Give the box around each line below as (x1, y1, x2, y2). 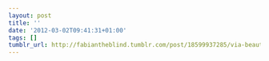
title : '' (8, 19, 42, 27)
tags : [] (8, 33, 38, 42)
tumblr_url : (8, 41, 48, 49)
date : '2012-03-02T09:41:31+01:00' (8, 26, 127, 34)
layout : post (8, 11, 52, 20)
